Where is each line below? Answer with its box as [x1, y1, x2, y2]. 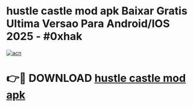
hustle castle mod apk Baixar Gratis [6, 4, 188, 18]
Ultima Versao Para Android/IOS [6, 17, 170, 30]
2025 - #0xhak [6, 30, 83, 43]
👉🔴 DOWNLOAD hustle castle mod [6, 72, 186, 85]
